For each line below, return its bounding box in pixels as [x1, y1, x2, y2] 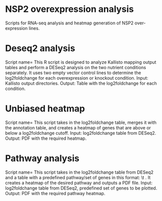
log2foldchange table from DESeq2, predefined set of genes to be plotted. [5, 185, 158, 191]
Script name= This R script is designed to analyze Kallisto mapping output [5, 59, 157, 65]
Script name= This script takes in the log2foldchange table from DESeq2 [5, 169, 154, 175]
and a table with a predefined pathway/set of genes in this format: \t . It [5, 174, 151, 180]
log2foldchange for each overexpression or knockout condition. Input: [5, 75, 149, 81]
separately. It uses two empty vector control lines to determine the [5, 70, 142, 76]
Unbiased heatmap [5, 103, 85, 114]
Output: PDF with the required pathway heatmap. [5, 190, 106, 196]
